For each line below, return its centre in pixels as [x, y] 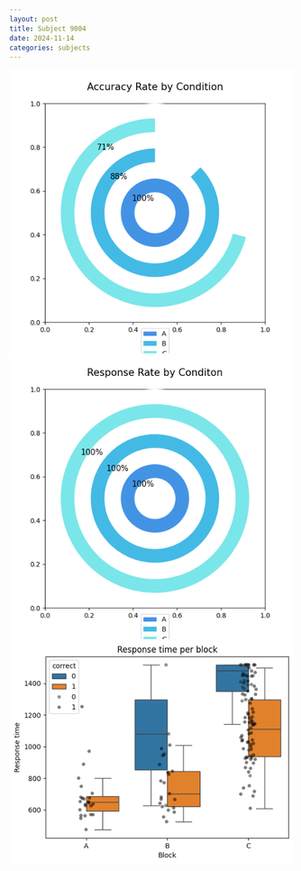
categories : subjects [50, 48]
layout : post [34, 19]
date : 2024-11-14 [42, 38]
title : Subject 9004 [48, 28]
